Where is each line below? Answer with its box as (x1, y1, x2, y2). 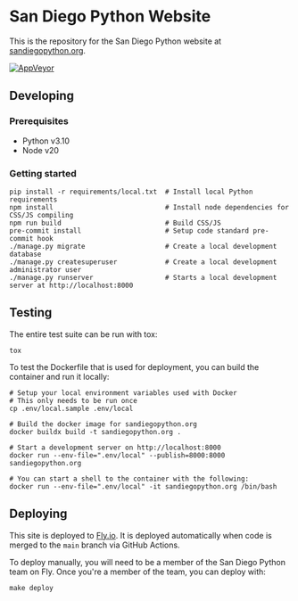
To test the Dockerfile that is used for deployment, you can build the (9, 361, 260, 372)
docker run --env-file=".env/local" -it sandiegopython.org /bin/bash (9, 482, 277, 491)
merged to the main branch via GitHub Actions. (9, 539, 180, 550)
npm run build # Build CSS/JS (9, 218, 221, 227)
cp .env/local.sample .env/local (9, 404, 134, 413)
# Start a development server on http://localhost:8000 (9, 443, 221, 452)
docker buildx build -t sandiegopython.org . (9, 427, 181, 436)
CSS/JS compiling (9, 210, 74, 219)
